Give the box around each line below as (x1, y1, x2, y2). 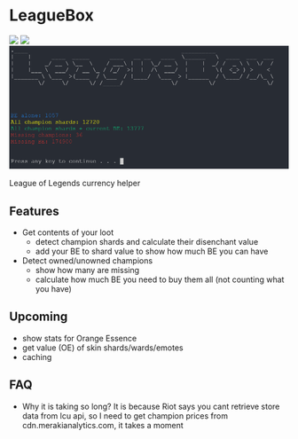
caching (21, 351, 52, 362)
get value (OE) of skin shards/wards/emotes (21, 342, 184, 353)
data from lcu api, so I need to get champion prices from (21, 410, 229, 421)
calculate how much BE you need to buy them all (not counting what (35, 274, 285, 285)
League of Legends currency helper (9, 178, 141, 189)
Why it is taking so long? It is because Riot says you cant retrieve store (21, 401, 280, 412)
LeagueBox (9, 5, 95, 26)
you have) (35, 283, 73, 294)
